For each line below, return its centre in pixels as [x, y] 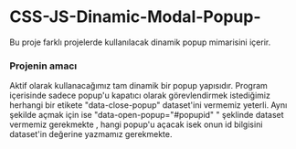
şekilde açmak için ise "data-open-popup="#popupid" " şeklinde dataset [147, 115]
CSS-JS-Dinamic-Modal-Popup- [135, 17]
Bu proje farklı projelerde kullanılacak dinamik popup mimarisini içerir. [140, 42]
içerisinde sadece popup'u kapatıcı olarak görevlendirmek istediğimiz [140, 96]
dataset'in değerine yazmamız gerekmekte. [91, 134]
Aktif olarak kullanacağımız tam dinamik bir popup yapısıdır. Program [138, 86]
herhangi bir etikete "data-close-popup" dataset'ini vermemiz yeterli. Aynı [148, 105]
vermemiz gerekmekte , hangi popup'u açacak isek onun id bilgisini [136, 124]
